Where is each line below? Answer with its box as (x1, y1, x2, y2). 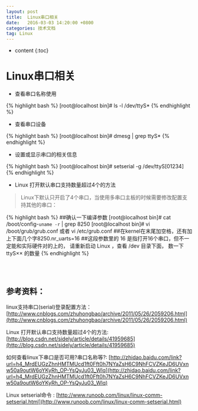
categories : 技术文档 (6, 25, 56, 31)
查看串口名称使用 (14, 90, 57, 98)
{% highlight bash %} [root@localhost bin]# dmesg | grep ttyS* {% (6, 133, 170, 140)
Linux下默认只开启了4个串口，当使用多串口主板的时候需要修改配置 (20, 194, 183, 201)
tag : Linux (6, 31, 33, 37)
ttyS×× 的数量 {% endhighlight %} (6, 250, 89, 257)
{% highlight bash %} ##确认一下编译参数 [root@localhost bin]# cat (6, 214, 171, 221)
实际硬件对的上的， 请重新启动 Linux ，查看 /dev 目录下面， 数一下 (21, 242, 184, 249)
